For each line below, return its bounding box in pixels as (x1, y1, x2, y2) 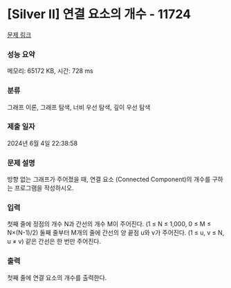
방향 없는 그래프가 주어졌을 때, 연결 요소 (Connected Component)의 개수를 (7, 175, 211, 184)
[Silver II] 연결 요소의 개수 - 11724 (7, 6, 192, 22)
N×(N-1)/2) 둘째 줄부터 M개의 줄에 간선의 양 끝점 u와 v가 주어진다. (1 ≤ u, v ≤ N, (7, 228, 225, 237)
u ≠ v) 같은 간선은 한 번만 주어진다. (7, 237, 102, 246)
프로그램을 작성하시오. (14, 184, 74, 192)
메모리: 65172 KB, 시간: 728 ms (7, 67, 93, 75)
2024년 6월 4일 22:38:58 (7, 139, 78, 147)
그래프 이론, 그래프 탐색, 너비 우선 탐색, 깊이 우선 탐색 (7, 103, 151, 111)
